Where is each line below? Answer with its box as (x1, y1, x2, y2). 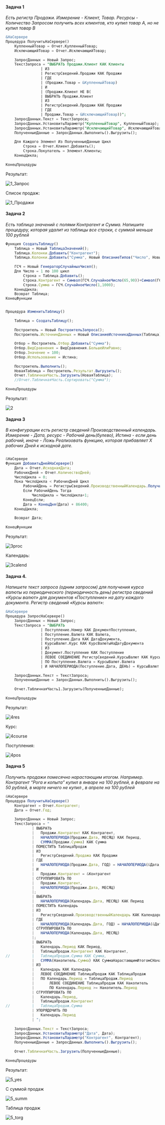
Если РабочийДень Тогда (23, 488, 71, 493)
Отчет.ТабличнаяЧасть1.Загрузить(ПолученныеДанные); (14, 687, 124, 692)
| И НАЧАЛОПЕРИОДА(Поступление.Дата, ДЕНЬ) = (40, 664, 135, 669)
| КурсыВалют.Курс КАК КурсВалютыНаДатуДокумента (40, 641, 144, 646)
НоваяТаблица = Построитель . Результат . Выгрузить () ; (14, 368, 122, 373)
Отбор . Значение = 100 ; (14, 350, 61, 355)
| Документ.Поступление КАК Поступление (40, 650, 124, 655)
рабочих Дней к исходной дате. (5, 443, 73, 449)
